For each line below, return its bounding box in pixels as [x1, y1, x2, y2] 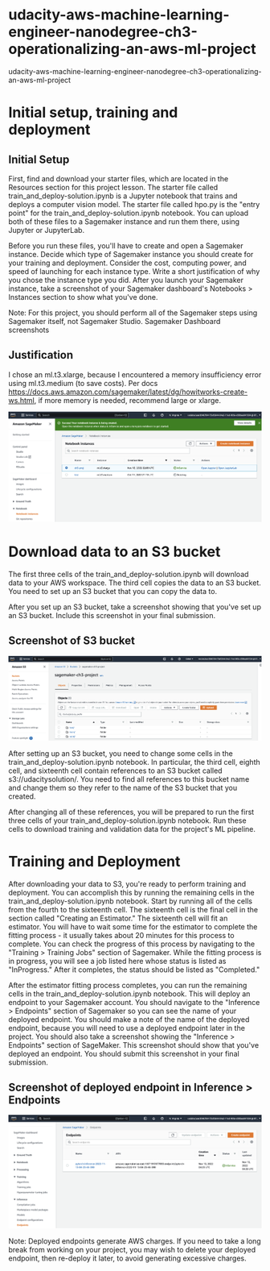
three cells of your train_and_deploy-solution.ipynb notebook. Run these [8, 816, 247, 825]
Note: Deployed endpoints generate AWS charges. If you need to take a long [8, 1236, 261, 1246]
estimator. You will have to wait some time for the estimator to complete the [8, 921, 258, 932]
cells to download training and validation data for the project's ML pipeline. [8, 824, 256, 833]
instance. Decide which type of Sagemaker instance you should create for [8, 249, 254, 259]
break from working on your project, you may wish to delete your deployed [8, 1245, 256, 1255]
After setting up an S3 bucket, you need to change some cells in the [8, 748, 233, 758]
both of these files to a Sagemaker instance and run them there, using [8, 216, 239, 226]
